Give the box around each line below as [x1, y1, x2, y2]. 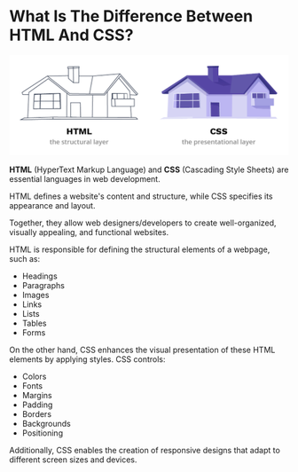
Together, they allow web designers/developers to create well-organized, [9, 217, 277, 228]
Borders [21, 408, 51, 419]
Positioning [21, 428, 64, 438]
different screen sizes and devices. [9, 454, 137, 465]
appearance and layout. [9, 200, 96, 210]
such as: [9, 253, 41, 264]
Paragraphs [21, 279, 65, 290]
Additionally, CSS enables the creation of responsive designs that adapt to [9, 444, 281, 455]
